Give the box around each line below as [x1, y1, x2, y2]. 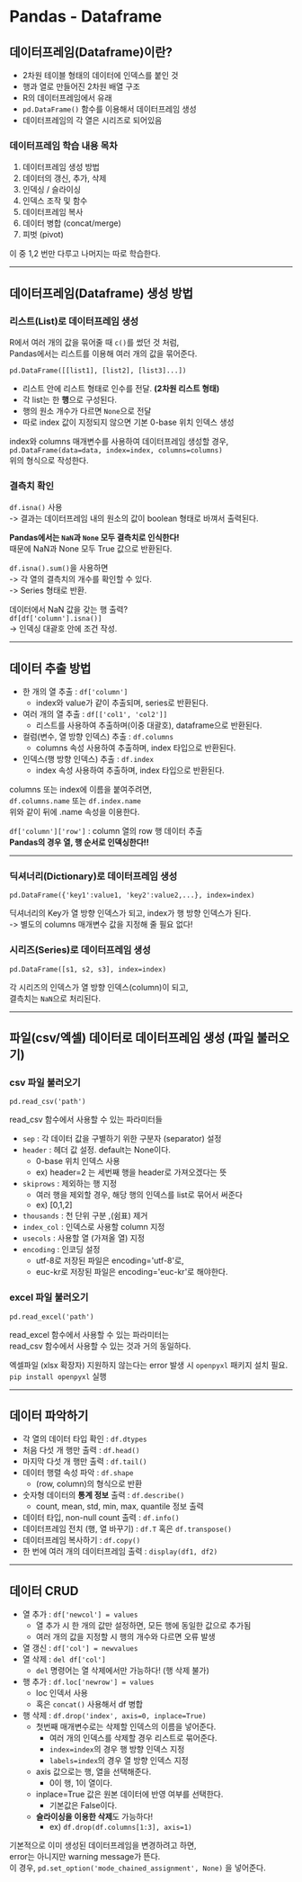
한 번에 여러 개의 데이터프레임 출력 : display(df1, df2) [22, 1546, 218, 1557]
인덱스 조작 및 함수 [22, 195, 88, 206]
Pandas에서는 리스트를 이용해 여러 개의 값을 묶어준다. [9, 348, 198, 359]
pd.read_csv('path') [9, 1098, 87, 1107]
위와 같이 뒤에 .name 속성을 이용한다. [9, 807, 140, 818]
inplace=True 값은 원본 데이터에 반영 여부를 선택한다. [35, 1788, 224, 1800]
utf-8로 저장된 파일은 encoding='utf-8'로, [35, 1255, 184, 1266]
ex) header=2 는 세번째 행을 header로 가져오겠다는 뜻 [35, 1167, 227, 1178]
